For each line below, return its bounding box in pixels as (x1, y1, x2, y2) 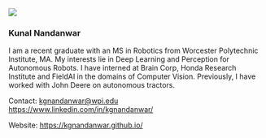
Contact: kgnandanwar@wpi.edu (8, 96, 119, 106)
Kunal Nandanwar (8, 27, 81, 38)
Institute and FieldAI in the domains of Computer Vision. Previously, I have (8, 71, 256, 81)
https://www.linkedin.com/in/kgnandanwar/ (8, 105, 154, 114)
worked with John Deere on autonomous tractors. (8, 80, 175, 90)
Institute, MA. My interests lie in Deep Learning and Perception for (8, 54, 230, 64)
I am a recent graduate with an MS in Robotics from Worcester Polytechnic (8, 45, 259, 56)
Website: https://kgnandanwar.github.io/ (8, 120, 144, 130)
